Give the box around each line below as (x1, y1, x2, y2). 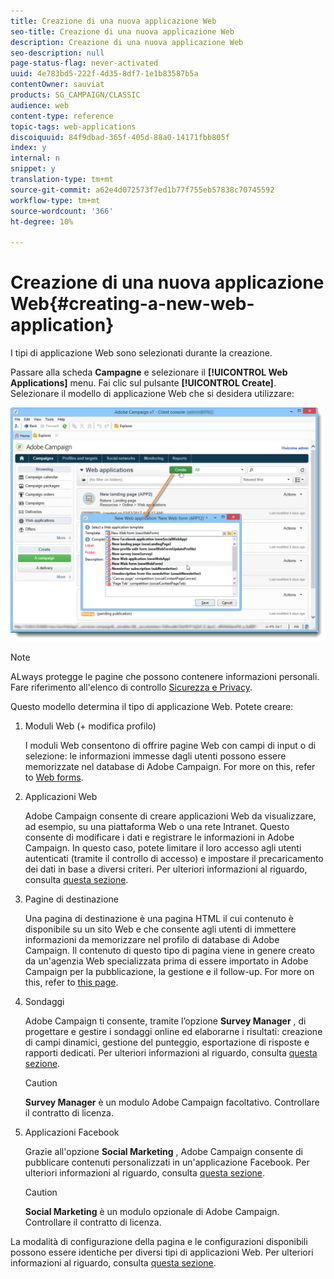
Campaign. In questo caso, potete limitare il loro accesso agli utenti (24, 842, 302, 854)
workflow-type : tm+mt (10, 195, 101, 205)
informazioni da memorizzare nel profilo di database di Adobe (24, 934, 280, 946)
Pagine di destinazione (24, 893, 120, 905)
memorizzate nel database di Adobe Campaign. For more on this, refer (24, 761, 316, 773)
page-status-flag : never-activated (10, 58, 159, 69)
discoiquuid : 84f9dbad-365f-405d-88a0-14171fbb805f (10, 132, 230, 142)
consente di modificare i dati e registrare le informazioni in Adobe (24, 831, 295, 844)
